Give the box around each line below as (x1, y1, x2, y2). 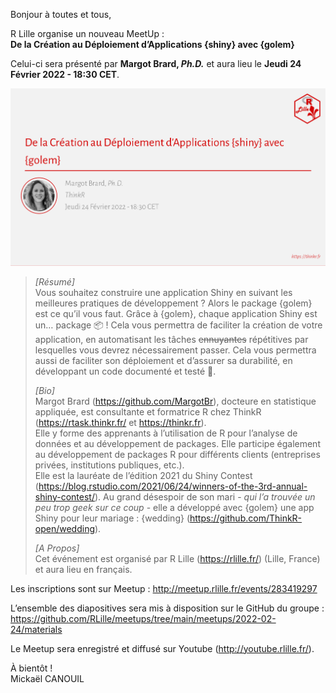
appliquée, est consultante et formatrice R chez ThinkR (34, 405, 262, 418)
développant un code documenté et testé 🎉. (34, 365, 217, 377)
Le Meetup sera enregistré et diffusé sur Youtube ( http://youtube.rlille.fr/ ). (10, 642, 315, 654)
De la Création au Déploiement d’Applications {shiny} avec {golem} (10, 39, 295, 50)
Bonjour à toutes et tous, (10, 9, 112, 20)
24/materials (10, 623, 63, 635)
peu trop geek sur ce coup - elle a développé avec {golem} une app (34, 501, 315, 513)
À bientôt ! (10, 662, 53, 674)
